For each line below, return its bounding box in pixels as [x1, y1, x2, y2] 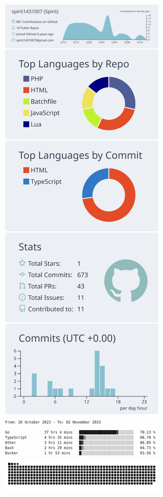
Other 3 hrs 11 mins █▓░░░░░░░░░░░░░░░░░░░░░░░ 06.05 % [5, 440, 156, 445]
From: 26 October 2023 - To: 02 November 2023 [5, 420, 101, 425]
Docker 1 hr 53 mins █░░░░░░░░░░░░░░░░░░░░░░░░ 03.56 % [5, 451, 156, 455]
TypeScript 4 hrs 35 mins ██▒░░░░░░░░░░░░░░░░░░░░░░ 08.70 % [5, 435, 156, 440]
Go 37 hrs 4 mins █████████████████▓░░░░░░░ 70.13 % [5, 430, 156, 435]
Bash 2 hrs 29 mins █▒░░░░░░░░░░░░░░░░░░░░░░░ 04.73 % [5, 445, 156, 450]
